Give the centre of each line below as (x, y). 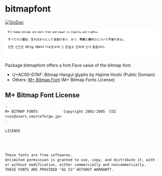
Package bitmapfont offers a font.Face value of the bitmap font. (68, 65)
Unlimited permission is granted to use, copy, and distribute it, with (80, 160)
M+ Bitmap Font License (42, 95)
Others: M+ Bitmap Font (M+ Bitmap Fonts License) (63, 80)
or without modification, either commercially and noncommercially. (76, 165)
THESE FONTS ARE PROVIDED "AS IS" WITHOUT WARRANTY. (59, 170)
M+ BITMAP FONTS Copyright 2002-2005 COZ (61, 112)
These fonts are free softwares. (39, 155)
